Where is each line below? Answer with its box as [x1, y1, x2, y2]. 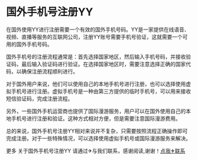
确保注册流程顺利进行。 [21, 68, 78, 75]
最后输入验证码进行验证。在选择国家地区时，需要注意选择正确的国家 [21, 60, 186, 68]
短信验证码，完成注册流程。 [6, 95, 73, 102]
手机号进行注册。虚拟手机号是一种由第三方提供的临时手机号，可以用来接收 [11, 88, 191, 95]
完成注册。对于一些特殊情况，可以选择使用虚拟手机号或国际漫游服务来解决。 [6, 135, 191, 142]
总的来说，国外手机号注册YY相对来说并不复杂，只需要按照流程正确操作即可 [6, 127, 188, 134]
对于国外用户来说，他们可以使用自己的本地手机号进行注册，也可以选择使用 [6, 80, 186, 87]
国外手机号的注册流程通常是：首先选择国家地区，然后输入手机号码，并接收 [6, 53, 186, 60]
